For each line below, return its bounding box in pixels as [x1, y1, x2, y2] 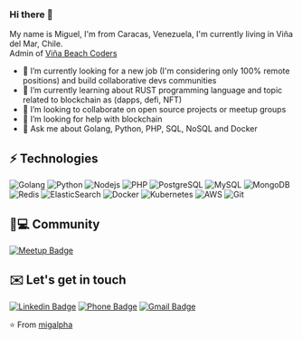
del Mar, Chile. [9, 38, 63, 49]
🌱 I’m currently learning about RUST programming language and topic [22, 85, 283, 96]
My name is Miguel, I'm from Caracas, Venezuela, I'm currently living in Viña [9, 29, 294, 40]
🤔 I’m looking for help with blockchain [22, 113, 163, 125]
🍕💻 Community [9, 217, 100, 232]
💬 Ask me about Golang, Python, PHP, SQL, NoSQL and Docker [22, 123, 258, 134]
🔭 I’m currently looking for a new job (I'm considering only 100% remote [22, 65, 290, 76]
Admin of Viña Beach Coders [9, 48, 118, 59]
